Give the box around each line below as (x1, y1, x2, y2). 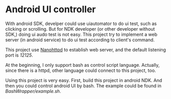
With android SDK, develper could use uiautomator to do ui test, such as (5, 20, 157, 27)
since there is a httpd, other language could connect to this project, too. (5, 67, 156, 73)
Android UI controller (5, 4, 96, 15)
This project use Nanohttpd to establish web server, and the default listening (5, 46, 166, 53)
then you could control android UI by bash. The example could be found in (5, 83, 162, 89)
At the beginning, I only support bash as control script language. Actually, (5, 62, 160, 68)
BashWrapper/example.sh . (5, 88, 61, 94)
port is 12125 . (5, 52, 33, 58)
